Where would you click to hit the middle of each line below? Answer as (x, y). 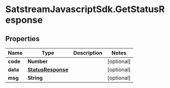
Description (88, 53)
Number (38, 61)
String (35, 78)
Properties (22, 39)
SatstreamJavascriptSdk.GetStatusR (85, 9)
